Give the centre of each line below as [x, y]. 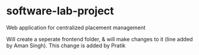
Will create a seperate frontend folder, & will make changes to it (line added [99, 39]
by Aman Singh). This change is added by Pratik [66, 45]
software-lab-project [60, 11]
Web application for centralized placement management [76, 27]
